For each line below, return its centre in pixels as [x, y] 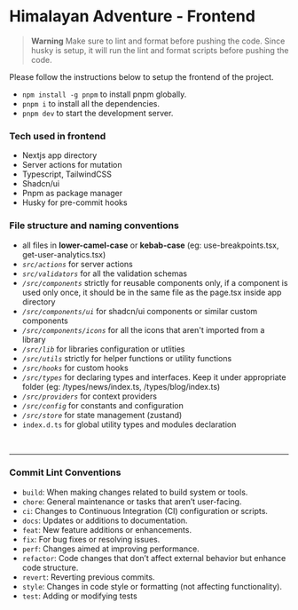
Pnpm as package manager [72, 194]
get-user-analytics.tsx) [64, 254]
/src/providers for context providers [90, 396]
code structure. [50, 567]
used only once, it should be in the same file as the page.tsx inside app [152, 292]
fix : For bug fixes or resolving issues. [91, 539]
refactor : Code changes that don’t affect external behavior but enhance [154, 558]
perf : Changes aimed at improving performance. [110, 549]
